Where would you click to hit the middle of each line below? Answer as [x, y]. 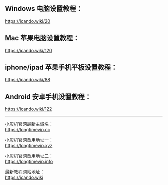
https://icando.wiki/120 [29, 50]
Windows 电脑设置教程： [44, 9]
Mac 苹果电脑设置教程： [42, 38]
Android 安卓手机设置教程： [48, 96]
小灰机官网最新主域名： [29, 124]
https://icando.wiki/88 [28, 80]
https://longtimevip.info [29, 162]
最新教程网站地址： [25, 172]
